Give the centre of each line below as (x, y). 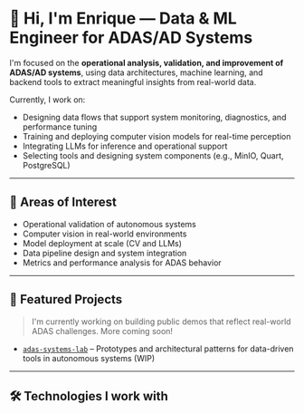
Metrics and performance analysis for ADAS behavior (122, 263)
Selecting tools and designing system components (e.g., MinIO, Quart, (153, 155)
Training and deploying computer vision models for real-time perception (157, 136)
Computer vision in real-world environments (104, 234)
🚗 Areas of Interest (63, 202)
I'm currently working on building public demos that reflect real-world (161, 322)
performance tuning (60, 127)
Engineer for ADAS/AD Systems (131, 38)
